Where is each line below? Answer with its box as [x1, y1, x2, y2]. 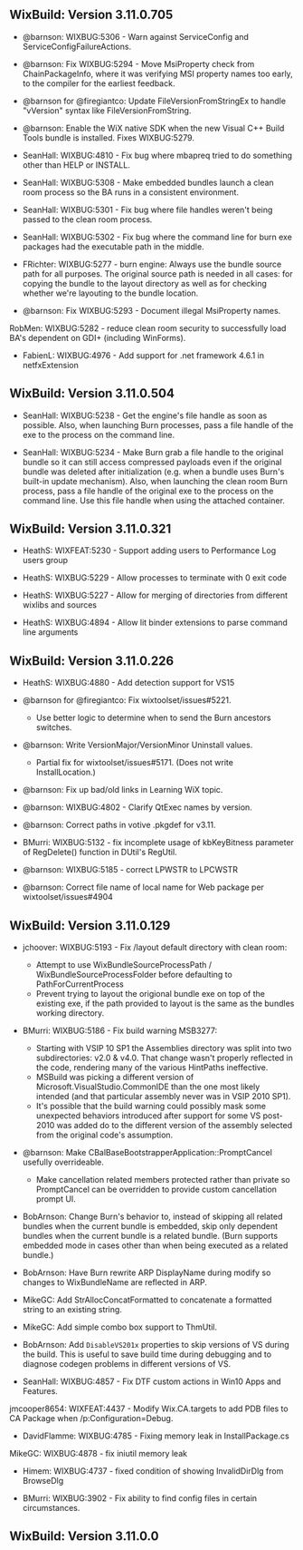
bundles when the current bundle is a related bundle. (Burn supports [22, 1231, 279, 1242]
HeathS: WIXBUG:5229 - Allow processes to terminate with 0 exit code [22, 572, 288, 583]
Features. [22, 1386, 59, 1397]
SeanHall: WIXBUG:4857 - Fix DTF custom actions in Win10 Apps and [22, 1376, 282, 1387]
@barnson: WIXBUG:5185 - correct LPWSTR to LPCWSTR [22, 864, 238, 875]
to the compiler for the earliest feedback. [22, 77, 175, 89]
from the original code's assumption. [35, 1129, 174, 1141]
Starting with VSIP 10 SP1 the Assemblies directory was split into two [35, 1043, 292, 1054]
